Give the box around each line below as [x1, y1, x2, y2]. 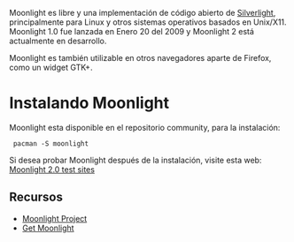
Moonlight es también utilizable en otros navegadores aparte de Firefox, [9, 53, 272, 63]
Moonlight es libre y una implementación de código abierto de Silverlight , [9, 8, 276, 18]
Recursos [9, 190, 64, 205]
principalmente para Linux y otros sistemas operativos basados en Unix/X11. [9, 17, 287, 27]
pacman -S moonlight [12, 139, 89, 148]
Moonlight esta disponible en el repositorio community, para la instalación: [9, 122, 281, 132]
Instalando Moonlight [9, 93, 170, 113]
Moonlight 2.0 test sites [9, 163, 96, 175]
